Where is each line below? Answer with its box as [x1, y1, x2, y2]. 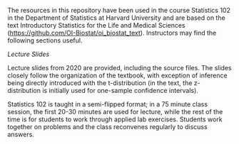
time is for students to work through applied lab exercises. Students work [7, 115, 223, 123]
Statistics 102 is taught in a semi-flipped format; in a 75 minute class [7, 100, 208, 109]
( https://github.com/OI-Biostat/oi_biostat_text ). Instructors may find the [7, 28, 217, 37]
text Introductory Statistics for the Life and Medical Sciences [7, 21, 185, 29]
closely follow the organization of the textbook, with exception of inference [7, 71, 228, 79]
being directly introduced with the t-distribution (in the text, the [7, 79, 193, 87]
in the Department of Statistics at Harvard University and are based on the [7, 13, 226, 22]
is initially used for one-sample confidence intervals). [42, 87, 198, 94]
